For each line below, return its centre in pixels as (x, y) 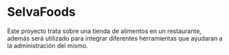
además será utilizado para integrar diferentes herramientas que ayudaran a (115, 38)
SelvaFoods (41, 12)
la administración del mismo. (47, 45)
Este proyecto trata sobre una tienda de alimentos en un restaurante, (104, 31)
